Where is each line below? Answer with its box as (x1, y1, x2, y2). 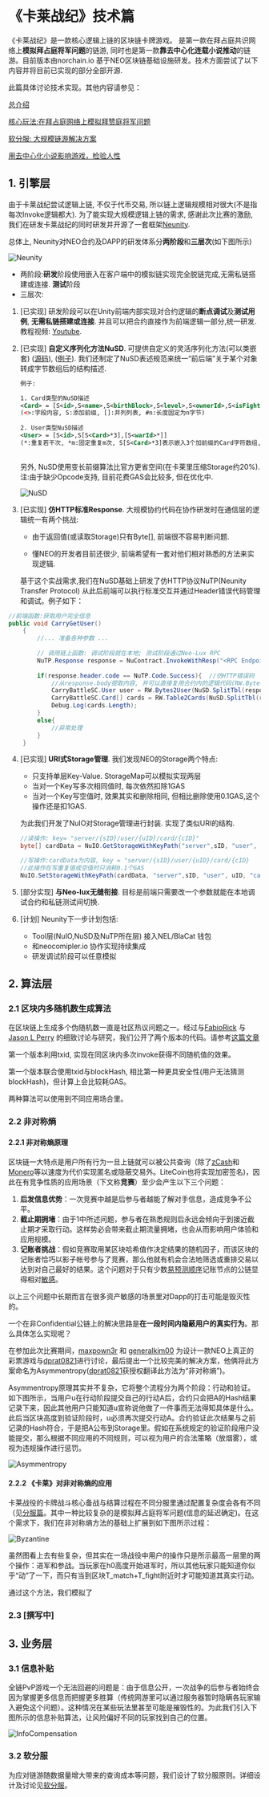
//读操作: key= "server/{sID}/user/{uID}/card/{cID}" (19, 834, 200, 843)
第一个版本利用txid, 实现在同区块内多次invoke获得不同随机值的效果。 (8, 1049, 236, 1060)
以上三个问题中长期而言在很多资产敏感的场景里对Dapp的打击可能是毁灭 (8, 1291, 244, 1301)
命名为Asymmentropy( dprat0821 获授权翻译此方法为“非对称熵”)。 (14, 1366, 230, 1375)
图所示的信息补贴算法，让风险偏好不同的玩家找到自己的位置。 (8, 1713, 212, 1722)
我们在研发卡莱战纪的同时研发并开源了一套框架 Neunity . (8, 219, 191, 229)
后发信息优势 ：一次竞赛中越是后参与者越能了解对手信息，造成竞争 (19, 1194, 238, 1204)
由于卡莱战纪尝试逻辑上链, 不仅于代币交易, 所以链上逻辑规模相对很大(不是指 (8, 199, 258, 209)
